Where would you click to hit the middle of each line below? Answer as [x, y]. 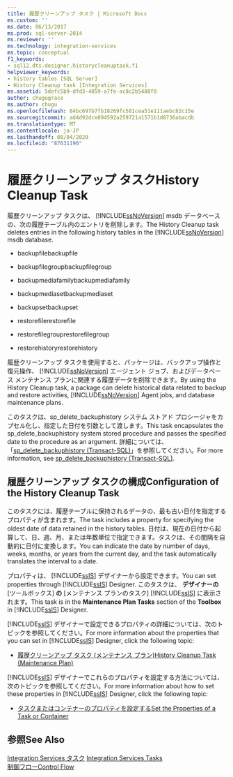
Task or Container [43, 716]
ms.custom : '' [28, 20]
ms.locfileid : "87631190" [45, 144]
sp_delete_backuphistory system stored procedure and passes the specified [117, 434]
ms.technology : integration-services [62, 46]
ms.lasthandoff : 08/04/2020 [48, 137]
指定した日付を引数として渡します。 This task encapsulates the [134, 426]
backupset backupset [48, 307]
